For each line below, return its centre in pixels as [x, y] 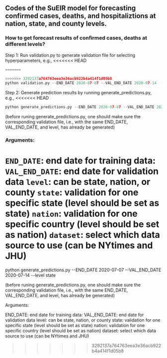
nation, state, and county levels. [56, 24]
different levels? [25, 44]
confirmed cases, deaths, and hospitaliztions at [81, 16]
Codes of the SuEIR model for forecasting [70, 8]
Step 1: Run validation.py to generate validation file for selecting [70, 55]
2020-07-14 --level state [31, 275]
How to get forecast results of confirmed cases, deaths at [76, 38]
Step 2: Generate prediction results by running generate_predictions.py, [79, 93]
